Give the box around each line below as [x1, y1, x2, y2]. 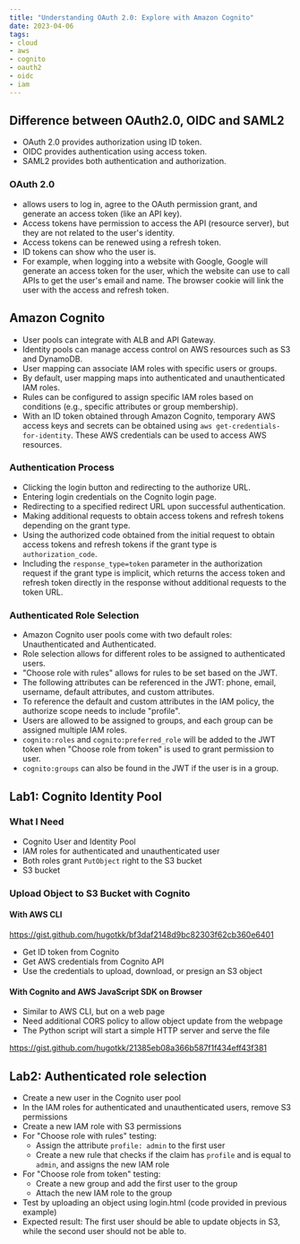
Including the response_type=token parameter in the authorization [21, 558, 263, 569]
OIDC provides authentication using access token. [21, 146, 208, 157]
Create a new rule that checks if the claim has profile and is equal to [35, 1149, 291, 1160]
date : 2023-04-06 [9, 22, 74, 30]
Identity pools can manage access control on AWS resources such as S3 [21, 344, 291, 354]
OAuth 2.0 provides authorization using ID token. [21, 136, 202, 148]
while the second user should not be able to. [21, 1225, 187, 1236]
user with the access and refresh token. [21, 284, 169, 295]
